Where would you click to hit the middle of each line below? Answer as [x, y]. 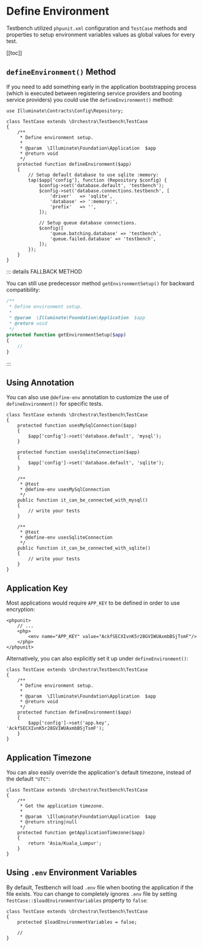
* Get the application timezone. [62, 806]
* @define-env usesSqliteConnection [66, 537]
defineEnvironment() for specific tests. [55, 404]
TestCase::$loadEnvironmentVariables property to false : [77, 900]
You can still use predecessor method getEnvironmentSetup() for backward [100, 283]
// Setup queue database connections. [88, 223]
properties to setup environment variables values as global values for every [101, 34]
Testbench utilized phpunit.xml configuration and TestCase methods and [97, 28]
